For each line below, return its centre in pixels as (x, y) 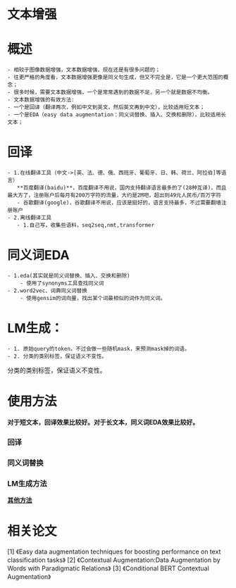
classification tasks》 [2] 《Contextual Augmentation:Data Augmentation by (114, 560)
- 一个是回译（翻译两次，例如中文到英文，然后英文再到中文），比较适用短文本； (106, 107)
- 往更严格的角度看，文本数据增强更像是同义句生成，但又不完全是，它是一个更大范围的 (115, 77)
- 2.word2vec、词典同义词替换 (48, 291)
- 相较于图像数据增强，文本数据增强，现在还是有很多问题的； (84, 70)
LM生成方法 (27, 483)
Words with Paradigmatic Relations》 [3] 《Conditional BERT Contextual (108, 568)
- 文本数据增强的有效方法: (41, 100)
